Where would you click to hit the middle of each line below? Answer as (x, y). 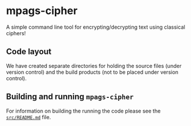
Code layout (29, 52)
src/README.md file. (29, 117)
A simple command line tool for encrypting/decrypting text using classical (96, 27)
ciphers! (16, 33)
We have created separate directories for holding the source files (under (94, 66)
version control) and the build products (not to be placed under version (92, 72)
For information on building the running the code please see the (83, 111)
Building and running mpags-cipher (70, 97)
